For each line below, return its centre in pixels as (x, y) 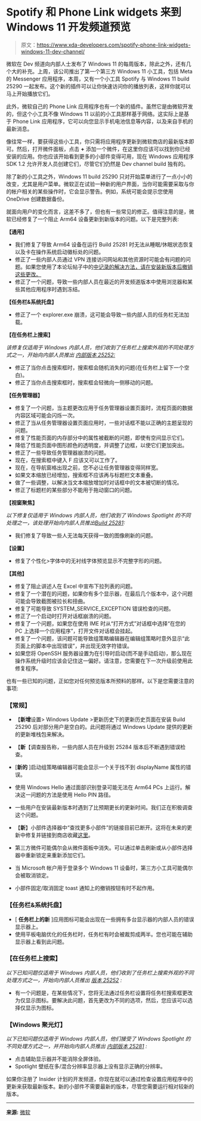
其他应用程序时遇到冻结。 (52, 289)
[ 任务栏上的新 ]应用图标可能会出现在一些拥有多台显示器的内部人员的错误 (104, 919)
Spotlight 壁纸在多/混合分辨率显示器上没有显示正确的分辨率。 (90, 1067)
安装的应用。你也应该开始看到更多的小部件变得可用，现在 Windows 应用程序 (100, 156)
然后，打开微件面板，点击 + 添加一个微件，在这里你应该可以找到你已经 (103, 149)
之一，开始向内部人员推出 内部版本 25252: (63, 355)
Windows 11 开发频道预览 (69, 27)
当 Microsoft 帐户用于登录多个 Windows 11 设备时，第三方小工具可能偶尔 (104, 868)
